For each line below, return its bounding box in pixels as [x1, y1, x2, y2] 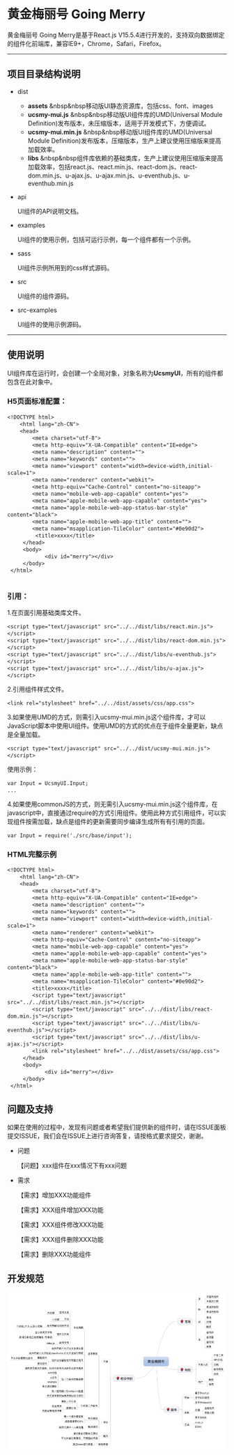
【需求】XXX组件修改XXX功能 [17, 1220, 104, 1229]
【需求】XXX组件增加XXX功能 [17, 1206, 104, 1214]
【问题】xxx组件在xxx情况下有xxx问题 [17, 1161, 127, 1170]
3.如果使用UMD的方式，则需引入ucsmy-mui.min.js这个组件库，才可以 [7, 713, 206, 722]
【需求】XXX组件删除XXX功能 [17, 1236, 104, 1244]
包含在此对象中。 [7, 378, 56, 386]
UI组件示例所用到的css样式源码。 [17, 263, 114, 272]
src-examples [17, 306, 57, 314]
